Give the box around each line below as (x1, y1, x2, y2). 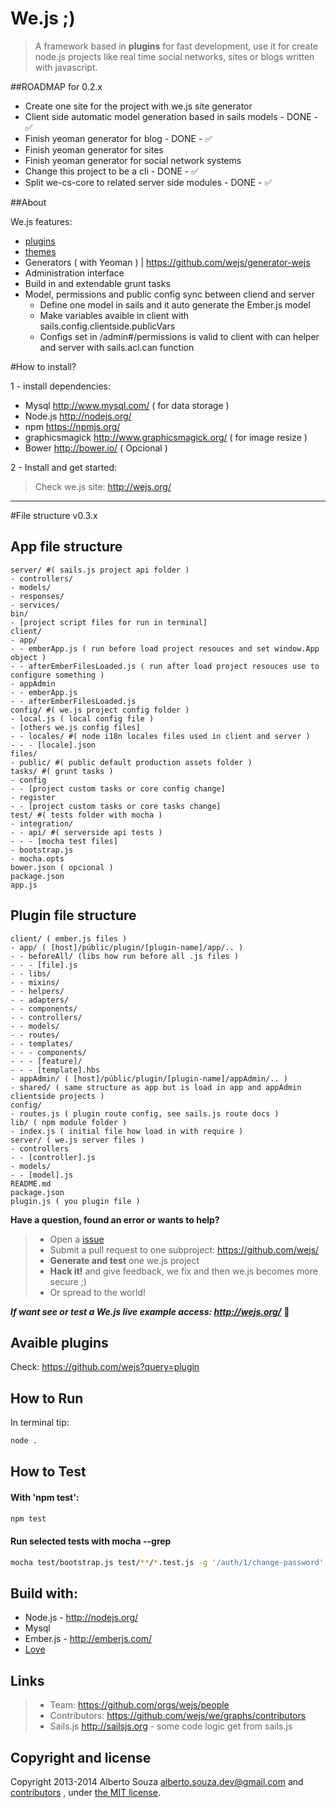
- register (10, 792, 56, 802)
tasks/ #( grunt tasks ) (10, 766, 114, 776)
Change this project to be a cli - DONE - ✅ (24, 165, 200, 177)
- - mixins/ (10, 977, 60, 987)
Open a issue (49, 1233, 105, 1245)
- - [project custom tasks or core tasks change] (10, 801, 222, 811)
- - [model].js (10, 1170, 74, 1180)
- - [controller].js (10, 1152, 97, 1162)
